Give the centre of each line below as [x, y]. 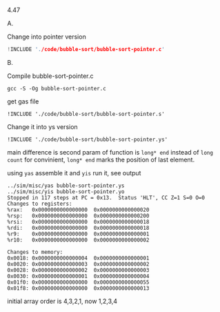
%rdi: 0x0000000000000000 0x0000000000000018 [78, 228]
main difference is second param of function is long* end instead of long [110, 152]
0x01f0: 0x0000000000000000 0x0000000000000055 [78, 282]
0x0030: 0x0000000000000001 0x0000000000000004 [78, 276]
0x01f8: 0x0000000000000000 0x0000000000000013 [78, 288]
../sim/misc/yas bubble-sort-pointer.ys [66, 186]
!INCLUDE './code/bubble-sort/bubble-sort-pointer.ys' [88, 139]
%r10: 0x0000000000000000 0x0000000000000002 [78, 240]
